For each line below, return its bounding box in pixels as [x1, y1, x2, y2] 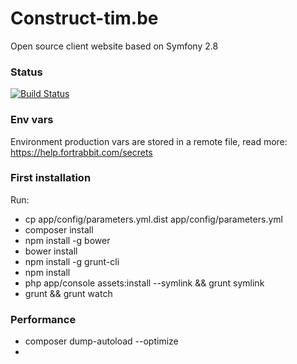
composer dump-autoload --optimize [24, 335, 179, 347]
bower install [24, 245, 78, 257]
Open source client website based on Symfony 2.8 [10, 40, 219, 52]
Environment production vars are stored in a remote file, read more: [10, 135, 288, 147]
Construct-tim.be [10, 7, 159, 30]
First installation [10, 171, 92, 185]
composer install [24, 223, 94, 236]
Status [10, 65, 43, 79]
